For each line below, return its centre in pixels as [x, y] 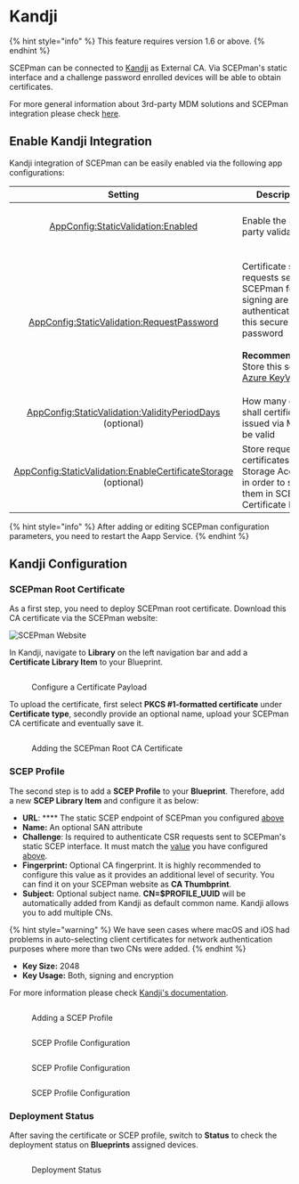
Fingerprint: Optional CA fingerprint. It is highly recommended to [141, 865]
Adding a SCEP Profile [72, 1017]
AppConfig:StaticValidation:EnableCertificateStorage [124, 471]
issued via [263, 423]
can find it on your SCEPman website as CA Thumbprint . [127, 884]
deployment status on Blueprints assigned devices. [104, 1145]
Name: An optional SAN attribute [82, 827]
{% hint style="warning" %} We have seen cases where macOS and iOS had [149, 929]
